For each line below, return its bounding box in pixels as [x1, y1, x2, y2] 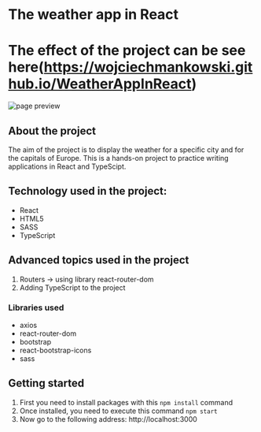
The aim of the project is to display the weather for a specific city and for [8, 144, 244, 155]
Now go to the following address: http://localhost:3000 [19, 414, 198, 423]
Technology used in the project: [8, 184, 167, 198]
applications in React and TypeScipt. [8, 162, 127, 171]
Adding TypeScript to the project [19, 282, 126, 292]
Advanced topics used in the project [8, 254, 189, 267]
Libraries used [8, 302, 64, 313]
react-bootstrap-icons [19, 345, 92, 355]
